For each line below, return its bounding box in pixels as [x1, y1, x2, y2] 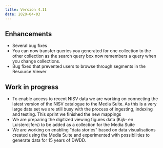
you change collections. [12, 58, 61, 64]
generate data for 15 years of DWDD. [12, 137, 86, 143]
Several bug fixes [12, 42, 47, 49]
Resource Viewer [12, 69, 47, 75]
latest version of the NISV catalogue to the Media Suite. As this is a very [12, 101, 157, 107]
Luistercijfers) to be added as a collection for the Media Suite [12, 122, 135, 127]
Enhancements [5, 30, 52, 38]
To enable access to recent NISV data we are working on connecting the [12, 96, 158, 102]
